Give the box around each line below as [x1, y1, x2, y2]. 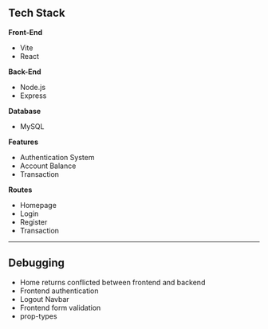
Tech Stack [8, 6, 65, 20]
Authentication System [19, 152, 95, 162]
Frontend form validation [19, 303, 101, 312]
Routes [8, 185, 33, 194]
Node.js [19, 82, 46, 92]
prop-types [19, 311, 57, 321]
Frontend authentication [19, 286, 99, 296]
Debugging [8, 257, 65, 270]
